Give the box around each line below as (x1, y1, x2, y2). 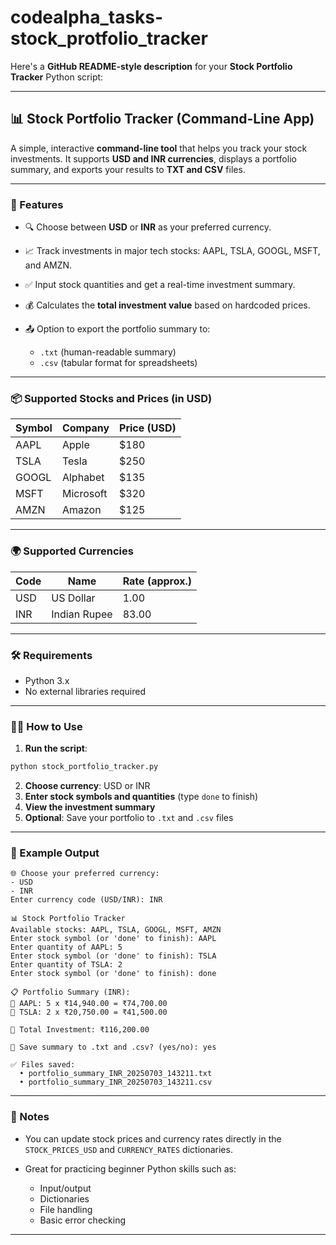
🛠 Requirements (10, 648, 93, 662)
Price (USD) (119, 421, 177, 435)
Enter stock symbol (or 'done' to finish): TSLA (10, 951, 217, 961)
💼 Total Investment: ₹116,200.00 (10, 1025, 150, 1035)
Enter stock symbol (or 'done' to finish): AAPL (10, 934, 217, 944)
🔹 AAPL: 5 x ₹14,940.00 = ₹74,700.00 (10, 999, 168, 1009)
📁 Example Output (10, 846, 100, 860)
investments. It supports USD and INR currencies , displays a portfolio (10, 152, 297, 165)
